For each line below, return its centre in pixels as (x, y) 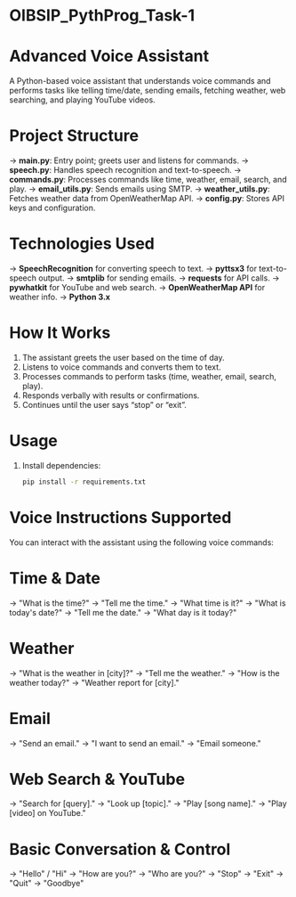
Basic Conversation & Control (120, 849)
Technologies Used (82, 244)
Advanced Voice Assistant (109, 57)
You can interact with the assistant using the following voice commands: (141, 542)
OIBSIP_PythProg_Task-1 (102, 16)
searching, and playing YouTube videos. (82, 100)
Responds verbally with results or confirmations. (111, 395)
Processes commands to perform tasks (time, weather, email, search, (149, 376)
